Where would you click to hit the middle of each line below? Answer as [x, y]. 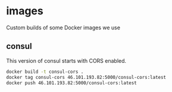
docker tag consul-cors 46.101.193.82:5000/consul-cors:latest [86, 77]
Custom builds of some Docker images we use [63, 27]
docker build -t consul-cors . [45, 72]
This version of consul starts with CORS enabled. [66, 60]
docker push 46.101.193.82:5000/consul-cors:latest [71, 83]
